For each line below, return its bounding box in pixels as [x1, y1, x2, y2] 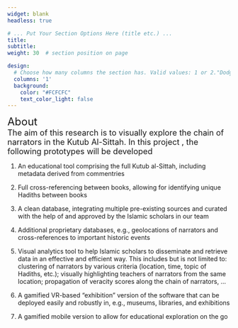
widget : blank [7, 10, 50, 18]
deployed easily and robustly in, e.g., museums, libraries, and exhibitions [17, 299, 230, 307]
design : [7, 62, 30, 70]
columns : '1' [13, 75, 52, 82]
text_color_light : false [20, 95, 93, 103]
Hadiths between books [17, 191, 87, 199]
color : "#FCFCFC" [20, 89, 72, 96]
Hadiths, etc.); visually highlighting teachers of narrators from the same [17, 270, 227, 278]
